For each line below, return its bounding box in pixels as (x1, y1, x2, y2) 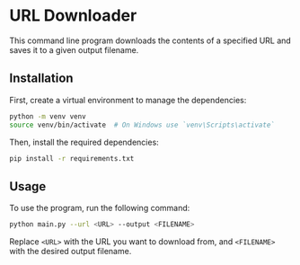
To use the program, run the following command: (9, 203, 190, 214)
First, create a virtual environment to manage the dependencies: (9, 94, 247, 105)
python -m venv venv (9, 111, 87, 121)
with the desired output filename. (9, 246, 132, 257)
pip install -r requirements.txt (9, 154, 135, 163)
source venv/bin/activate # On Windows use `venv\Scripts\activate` (9, 120, 276, 129)
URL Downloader (9, 5, 137, 26)
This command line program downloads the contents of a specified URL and (9, 35, 292, 46)
